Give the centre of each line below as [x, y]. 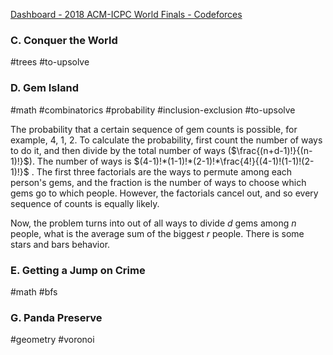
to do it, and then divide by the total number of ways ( [121, 150]
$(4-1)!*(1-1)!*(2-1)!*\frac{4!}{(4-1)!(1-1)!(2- [224, 161]
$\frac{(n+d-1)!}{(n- [271, 150]
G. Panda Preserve [56, 317]
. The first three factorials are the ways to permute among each [162, 171]
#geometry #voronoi [52, 340]
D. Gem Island [44, 88]
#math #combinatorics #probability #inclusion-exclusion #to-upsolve [153, 110]
